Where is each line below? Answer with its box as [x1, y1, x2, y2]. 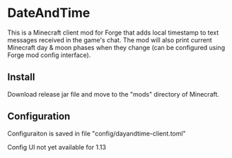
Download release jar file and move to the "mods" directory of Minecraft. [7, 90, 219, 98]
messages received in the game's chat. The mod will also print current [7, 35, 212, 44]
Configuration [7, 111, 71, 123]
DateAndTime [7, 5, 91, 21]
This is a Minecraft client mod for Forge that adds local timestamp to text [7, 28, 219, 37]
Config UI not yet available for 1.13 [7, 142, 106, 151]
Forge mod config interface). [7, 51, 91, 59]
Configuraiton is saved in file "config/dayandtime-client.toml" [7, 129, 186, 138]
